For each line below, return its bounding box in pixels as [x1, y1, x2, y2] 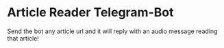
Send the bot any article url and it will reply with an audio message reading [7, 27, 218, 35]
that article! [7, 34, 40, 42]
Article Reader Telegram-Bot [7, 5, 174, 20]
